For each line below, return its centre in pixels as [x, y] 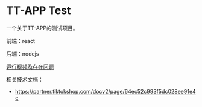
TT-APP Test [39, 11]
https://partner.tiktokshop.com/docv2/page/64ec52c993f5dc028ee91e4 [105, 91]
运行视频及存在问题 [30, 66]
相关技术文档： [25, 79]
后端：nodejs [23, 53]
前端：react [21, 41]
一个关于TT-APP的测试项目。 [42, 28]
